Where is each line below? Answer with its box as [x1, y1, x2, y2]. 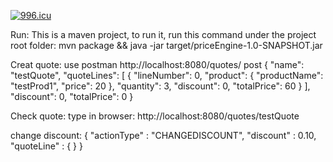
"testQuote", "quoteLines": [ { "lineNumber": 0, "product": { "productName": [10, 70, 324, 81]
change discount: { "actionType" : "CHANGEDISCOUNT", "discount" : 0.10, [10, 130, 317, 141]
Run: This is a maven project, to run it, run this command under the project [10, 29, 317, 40]
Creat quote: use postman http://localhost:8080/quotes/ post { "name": [10, 59, 305, 70]
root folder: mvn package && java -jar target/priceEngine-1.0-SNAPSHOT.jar [10, 40, 323, 51]
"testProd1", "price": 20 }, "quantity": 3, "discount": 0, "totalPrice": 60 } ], [10, 80, 311, 92]
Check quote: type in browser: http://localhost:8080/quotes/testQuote [10, 110, 300, 122]
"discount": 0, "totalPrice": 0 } [10, 91, 134, 102]
